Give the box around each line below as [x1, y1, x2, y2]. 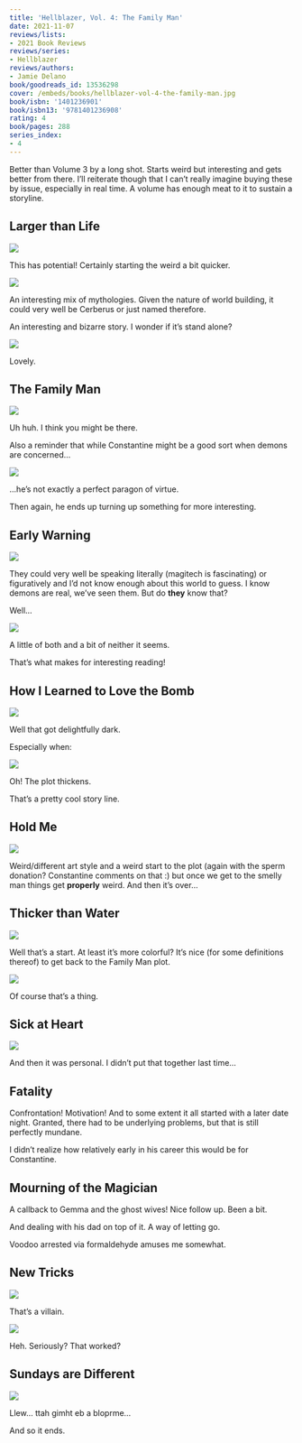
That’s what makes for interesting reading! [9, 657, 166, 668]
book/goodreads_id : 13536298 [9, 80, 119, 89]
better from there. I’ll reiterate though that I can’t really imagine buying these [9, 173, 293, 184]
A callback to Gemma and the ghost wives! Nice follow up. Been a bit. [9, 1204, 268, 1215]
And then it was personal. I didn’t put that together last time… [9, 1058, 237, 1068]
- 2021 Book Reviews [9, 38, 87, 48]
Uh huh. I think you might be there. [9, 422, 138, 433]
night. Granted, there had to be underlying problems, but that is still [9, 1117, 259, 1128]
